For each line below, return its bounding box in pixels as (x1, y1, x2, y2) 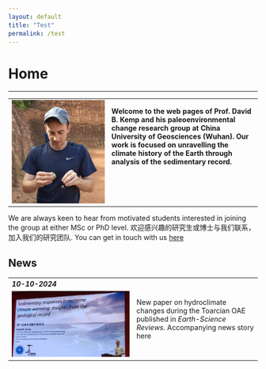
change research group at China (111, 124, 221, 133)
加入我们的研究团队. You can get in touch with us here (8, 233, 184, 242)
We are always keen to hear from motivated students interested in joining (8, 214, 247, 223)
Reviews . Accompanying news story (136, 322, 255, 332)
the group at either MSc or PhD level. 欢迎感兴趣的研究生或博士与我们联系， (8, 223, 256, 233)
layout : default (8, 13, 62, 21)
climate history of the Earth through (111, 149, 233, 158)
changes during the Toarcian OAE (136, 306, 246, 315)
